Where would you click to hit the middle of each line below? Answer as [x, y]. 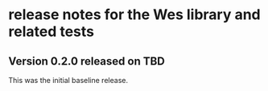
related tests [52, 32]
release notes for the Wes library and [134, 15]
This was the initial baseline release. [68, 80]
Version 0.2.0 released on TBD [87, 61]
